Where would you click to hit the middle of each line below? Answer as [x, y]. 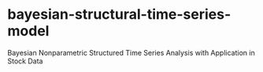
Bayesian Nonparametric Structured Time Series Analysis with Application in [131, 52]
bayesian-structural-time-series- [119, 14]
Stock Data [25, 61]
